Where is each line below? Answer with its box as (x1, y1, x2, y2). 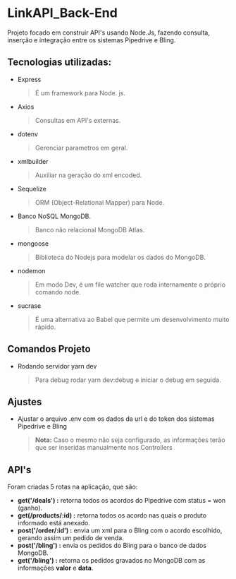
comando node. (35, 287, 81, 296)
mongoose (17, 239, 49, 248)
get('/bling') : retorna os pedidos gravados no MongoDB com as (17, 556, 206, 565)
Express (17, 75, 42, 83)
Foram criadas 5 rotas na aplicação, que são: (7, 482, 138, 491)
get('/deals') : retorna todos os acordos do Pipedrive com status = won (17, 496, 226, 505)
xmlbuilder (17, 157, 49, 165)
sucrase (17, 302, 42, 310)
